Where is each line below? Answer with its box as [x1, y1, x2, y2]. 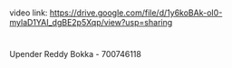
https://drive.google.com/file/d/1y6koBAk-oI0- [49, 7, 223, 18]
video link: [9, 7, 48, 18]
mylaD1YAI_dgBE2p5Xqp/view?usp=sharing [9, 17, 173, 28]
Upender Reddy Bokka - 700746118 [9, 49, 142, 60]
